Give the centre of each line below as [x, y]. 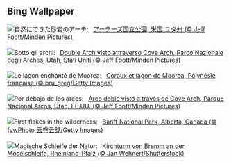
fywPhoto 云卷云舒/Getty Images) [55, 130]
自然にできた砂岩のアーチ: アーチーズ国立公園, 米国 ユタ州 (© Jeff [110, 29]
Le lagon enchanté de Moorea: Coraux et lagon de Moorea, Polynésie [115, 75]
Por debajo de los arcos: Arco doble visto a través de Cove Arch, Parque [119, 98]
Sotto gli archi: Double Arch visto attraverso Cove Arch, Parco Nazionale [119, 52]
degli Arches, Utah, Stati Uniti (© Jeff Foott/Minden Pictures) [94, 60]
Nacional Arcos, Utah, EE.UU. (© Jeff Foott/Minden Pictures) [94, 106]
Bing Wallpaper [41, 11]
